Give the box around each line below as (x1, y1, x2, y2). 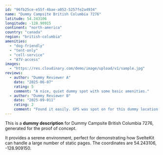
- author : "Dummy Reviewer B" (9, 93, 71, 98)
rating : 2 (14, 102, 34, 107)
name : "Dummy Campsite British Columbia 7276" (5, 12, 102, 17)
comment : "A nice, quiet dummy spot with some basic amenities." (14, 89, 150, 94)
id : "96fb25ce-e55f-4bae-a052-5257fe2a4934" (5, 7, 97, 12)
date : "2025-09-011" (14, 98, 56, 103)
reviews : (5, 71, 23, 76)
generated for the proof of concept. (5, 125, 77, 131)
